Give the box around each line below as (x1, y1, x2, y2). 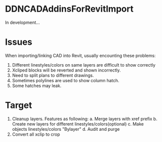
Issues (5, 36, 33, 48)
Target (5, 100, 33, 111)
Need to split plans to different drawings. (12, 72, 94, 78)
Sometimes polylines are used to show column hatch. (12, 77, 119, 83)
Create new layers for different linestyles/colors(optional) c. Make (12, 121, 144, 127)
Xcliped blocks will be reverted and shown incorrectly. (12, 67, 121, 73)
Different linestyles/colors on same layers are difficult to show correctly (12, 62, 156, 68)
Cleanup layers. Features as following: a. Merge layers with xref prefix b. (12, 116, 158, 122)
